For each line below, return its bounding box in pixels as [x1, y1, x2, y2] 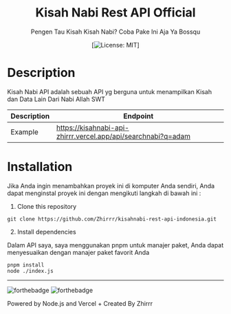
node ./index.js [7, 267, 54, 274]
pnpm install [7, 261, 45, 269]
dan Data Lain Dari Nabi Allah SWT [7, 95, 105, 103]
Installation [7, 159, 73, 175]
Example [10, 127, 39, 137]
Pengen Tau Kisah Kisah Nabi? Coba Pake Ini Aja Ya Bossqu [30, 27, 201, 36]
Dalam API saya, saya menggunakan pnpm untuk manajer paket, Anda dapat [7, 240, 224, 249]
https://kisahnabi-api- [56, 122, 129, 132]
